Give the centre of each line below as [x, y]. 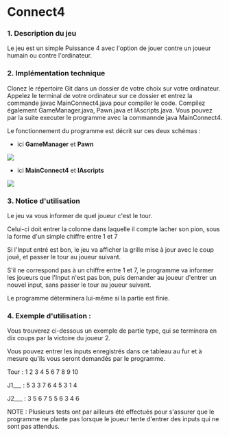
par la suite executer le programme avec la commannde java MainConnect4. [115, 117]
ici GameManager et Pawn [55, 144]
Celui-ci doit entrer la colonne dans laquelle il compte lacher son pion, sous [114, 229]
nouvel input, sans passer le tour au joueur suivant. [79, 285]
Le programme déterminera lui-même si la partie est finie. [88, 298]
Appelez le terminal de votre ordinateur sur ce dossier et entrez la [100, 95]
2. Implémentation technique [56, 73]
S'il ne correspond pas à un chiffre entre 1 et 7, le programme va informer [110, 270]
